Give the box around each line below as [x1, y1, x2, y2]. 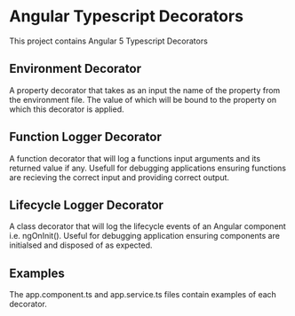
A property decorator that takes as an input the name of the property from [9, 84, 281, 95]
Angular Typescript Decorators [9, 6, 244, 27]
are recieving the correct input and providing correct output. [9, 171, 229, 183]
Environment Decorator [9, 61, 142, 76]
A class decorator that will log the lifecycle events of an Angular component [9, 221, 286, 232]
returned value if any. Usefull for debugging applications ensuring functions [9, 162, 287, 173]
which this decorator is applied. [9, 104, 124, 115]
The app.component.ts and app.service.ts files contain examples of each [9, 289, 277, 300]
